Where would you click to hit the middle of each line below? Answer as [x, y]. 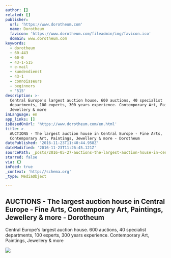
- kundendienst [26, 72]
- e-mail [19, 67]
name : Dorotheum [27, 29]
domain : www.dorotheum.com [38, 39]
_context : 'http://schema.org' [38, 172]
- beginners [23, 86]
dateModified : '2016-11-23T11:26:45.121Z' [51, 148]
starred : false [21, 157]
